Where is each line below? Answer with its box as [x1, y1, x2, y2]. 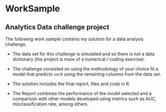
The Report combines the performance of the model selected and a [12, 91, 151, 96]
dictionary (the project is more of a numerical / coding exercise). [12, 56, 145, 62]
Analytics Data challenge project [5, 23, 109, 31]
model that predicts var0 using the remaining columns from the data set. [12, 71, 161, 77]
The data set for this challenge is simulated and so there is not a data [12, 51, 155, 57]
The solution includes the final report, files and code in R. [12, 81, 130, 87]
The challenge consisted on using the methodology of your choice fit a [12, 66, 158, 72]
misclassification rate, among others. [12, 101, 89, 107]
